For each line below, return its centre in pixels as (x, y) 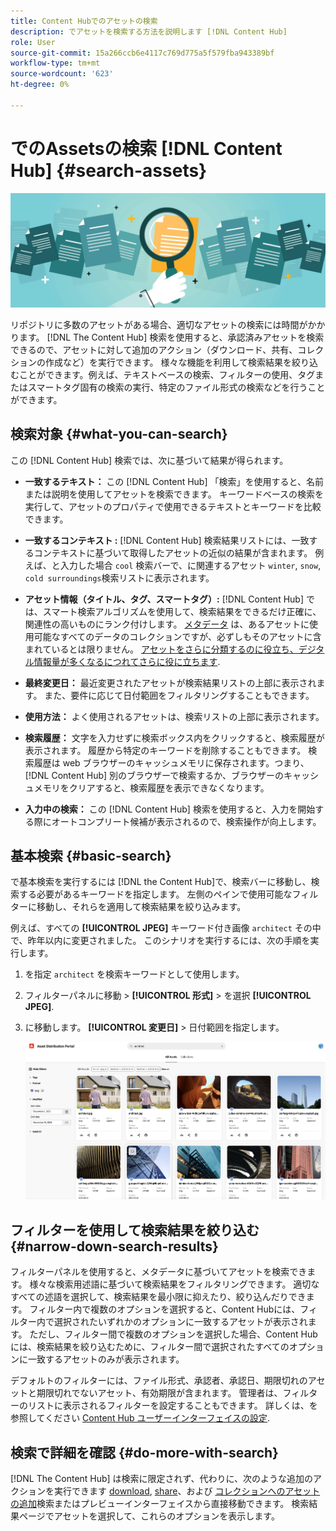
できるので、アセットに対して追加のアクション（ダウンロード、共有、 (154, 349)
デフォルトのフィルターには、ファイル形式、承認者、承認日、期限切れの (159, 1381)
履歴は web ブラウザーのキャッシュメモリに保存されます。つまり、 (171, 762)
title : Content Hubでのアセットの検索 (84, 21)
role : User (33, 42)
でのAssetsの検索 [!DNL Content (146, 148)
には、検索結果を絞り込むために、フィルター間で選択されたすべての (150, 1347)
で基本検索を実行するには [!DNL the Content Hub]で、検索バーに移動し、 (161, 882)
